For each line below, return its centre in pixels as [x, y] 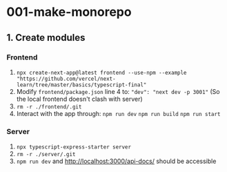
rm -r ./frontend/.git [49, 107]
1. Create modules [46, 38]
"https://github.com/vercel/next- [66, 79]
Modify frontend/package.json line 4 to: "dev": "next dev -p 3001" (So [118, 91]
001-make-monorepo [69, 12]
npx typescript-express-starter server [74, 147]
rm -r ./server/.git [46, 155]
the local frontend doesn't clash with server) [79, 99]
